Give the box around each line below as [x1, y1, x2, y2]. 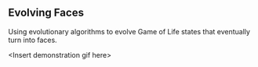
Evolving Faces [8, 6, 85, 19]
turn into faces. [8, 35, 57, 44]
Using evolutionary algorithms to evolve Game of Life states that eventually [8, 26, 251, 36]
